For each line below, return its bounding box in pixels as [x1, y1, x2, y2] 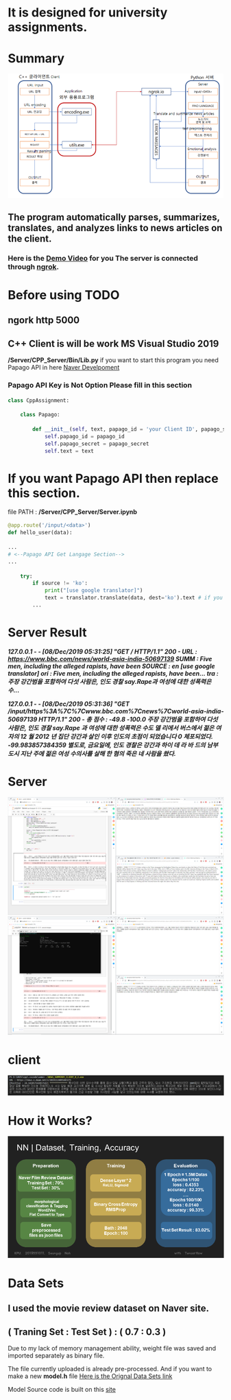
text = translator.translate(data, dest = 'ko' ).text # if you [44, 595, 223, 602]
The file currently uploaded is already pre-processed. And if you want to [8, 1365, 212, 1373]
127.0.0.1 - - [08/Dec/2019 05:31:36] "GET [8, 700, 130, 708]
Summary [8, 51, 64, 67]
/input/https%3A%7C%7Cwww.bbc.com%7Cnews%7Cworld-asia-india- [8, 707, 224, 715]
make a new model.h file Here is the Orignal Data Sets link [8, 1372, 173, 1380]
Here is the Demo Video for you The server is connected [8, 253, 198, 263]
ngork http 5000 [8, 314, 80, 327]
